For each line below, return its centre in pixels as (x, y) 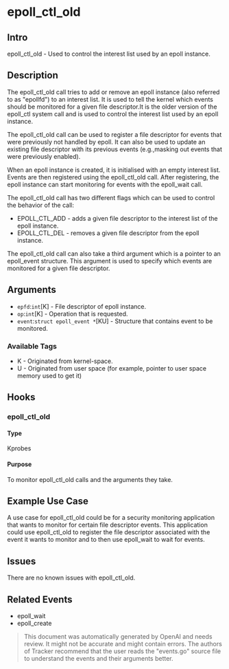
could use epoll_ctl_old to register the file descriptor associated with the (109, 532)
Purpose (20, 464)
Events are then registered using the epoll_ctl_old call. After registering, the (113, 177)
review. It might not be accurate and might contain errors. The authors (123, 644)
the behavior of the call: (40, 205)
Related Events (40, 599)
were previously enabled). (44, 156)
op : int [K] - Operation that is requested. (72, 314)
